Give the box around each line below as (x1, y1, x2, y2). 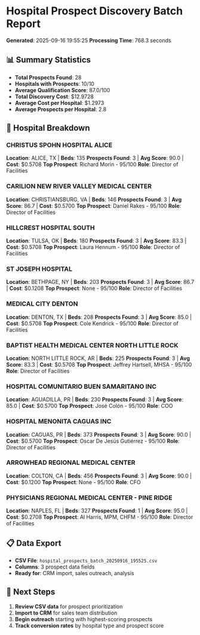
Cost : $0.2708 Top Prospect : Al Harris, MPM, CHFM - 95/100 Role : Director (6, 513, 193, 521)
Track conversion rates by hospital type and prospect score (14, 622, 164, 629)
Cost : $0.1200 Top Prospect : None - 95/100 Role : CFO (6, 478, 141, 486)
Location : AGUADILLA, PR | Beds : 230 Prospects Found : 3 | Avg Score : (6, 396, 184, 403)
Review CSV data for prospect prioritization (14, 603, 123, 610)
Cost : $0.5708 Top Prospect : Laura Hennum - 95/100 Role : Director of (6, 244, 180, 251)
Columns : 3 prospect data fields (14, 563, 95, 570)
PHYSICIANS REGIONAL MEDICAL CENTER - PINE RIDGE (6, 493, 173, 501)
